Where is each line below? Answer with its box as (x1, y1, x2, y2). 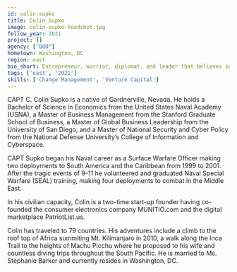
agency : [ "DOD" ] (7, 43, 55, 50)
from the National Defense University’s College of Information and (7, 133, 199, 141)
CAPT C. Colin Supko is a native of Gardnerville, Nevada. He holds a (7, 95, 205, 104)
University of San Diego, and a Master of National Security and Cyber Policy (7, 125, 229, 134)
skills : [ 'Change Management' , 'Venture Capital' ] (7, 76, 159, 83)
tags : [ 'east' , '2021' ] (7, 69, 78, 76)
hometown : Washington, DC (7, 50, 83, 57)
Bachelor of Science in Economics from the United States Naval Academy (7, 103, 221, 112)
